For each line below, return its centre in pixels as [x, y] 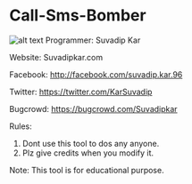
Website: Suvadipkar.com [56, 57]
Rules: [21, 126]
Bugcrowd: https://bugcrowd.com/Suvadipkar [93, 108]
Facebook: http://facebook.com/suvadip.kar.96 [96, 74]
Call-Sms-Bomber [78, 16]
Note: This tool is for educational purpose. [87, 170]
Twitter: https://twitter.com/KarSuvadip [81, 92]
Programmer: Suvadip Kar [93, 40]
